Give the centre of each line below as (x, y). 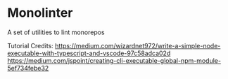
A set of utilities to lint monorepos (56, 32)
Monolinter (40, 13)
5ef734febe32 (28, 68)
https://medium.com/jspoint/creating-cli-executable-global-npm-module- (114, 60)
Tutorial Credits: (31, 45)
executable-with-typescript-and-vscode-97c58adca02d (89, 53)
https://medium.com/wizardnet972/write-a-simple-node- (138, 45)
